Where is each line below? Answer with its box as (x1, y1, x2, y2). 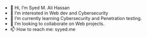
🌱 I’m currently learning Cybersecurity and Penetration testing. (10, 15, 142, 21)
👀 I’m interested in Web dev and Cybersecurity (10, 10, 108, 16)
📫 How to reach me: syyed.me (10, 26, 76, 32)
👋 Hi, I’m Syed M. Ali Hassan (10, 5, 70, 10)
